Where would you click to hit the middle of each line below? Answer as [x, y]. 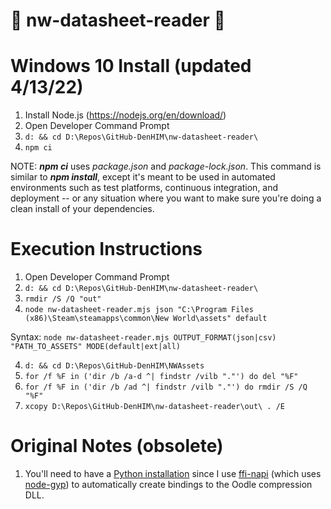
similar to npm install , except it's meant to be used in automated [143, 177]
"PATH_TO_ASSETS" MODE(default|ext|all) [96, 347]
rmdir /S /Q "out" [63, 299]
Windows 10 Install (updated [131, 66]
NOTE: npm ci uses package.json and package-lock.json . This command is [166, 166]
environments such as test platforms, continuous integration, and [144, 188]
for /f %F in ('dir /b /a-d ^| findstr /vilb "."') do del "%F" [161, 377]
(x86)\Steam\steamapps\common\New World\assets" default [146, 319]
